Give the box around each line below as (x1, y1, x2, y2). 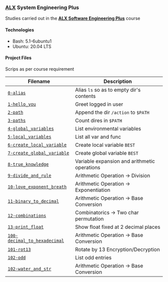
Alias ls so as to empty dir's (74, 86, 141, 93)
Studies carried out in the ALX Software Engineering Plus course (5, 16, 140, 22)
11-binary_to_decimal (7, 198, 59, 204)
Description (103, 78, 132, 85)
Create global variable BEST (74, 149, 138, 156)
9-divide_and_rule (7, 172, 51, 178)
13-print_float (7, 224, 44, 229)
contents (74, 92, 96, 99)
